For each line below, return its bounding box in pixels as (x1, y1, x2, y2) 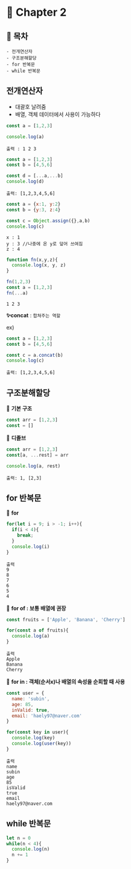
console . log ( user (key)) (11, 741, 71, 747)
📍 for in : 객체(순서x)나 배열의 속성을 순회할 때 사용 (6, 678, 126, 686)
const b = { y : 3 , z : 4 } (6, 207, 61, 213)
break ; (17, 532, 34, 538)
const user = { (6, 690, 45, 696)
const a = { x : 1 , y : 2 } (6, 201, 61, 208)
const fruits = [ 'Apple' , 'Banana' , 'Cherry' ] (6, 616, 126, 623)
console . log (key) (11, 735, 56, 741)
